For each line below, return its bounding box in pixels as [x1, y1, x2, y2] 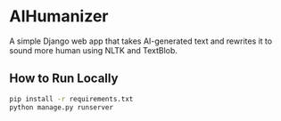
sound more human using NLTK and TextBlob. [9, 44, 178, 55]
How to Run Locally [9, 71, 119, 86]
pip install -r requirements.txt [9, 94, 134, 103]
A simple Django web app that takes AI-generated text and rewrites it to [9, 36, 273, 46]
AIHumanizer [9, 6, 109, 27]
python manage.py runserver [9, 102, 114, 112]
